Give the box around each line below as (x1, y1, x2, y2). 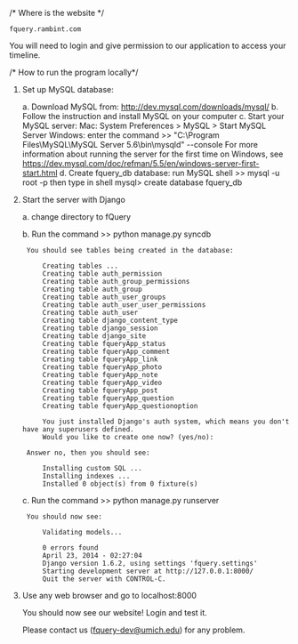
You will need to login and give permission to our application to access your (9, 40, 286, 51)
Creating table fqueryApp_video (42, 378, 163, 387)
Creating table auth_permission (42, 270, 163, 278)
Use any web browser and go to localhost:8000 (21, 591, 197, 600)
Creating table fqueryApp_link (42, 355, 158, 364)
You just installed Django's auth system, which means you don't (42, 417, 290, 426)
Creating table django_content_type (42, 316, 178, 325)
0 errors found (42, 543, 99, 552)
